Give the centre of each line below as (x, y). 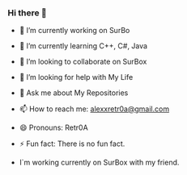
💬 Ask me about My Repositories (74, 93)
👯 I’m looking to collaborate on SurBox (83, 62)
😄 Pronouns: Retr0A (53, 127)
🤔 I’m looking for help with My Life (76, 77)
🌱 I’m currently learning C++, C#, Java (83, 46)
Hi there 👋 (28, 13)
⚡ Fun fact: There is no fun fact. (72, 144)
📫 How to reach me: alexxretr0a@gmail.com (94, 109)
